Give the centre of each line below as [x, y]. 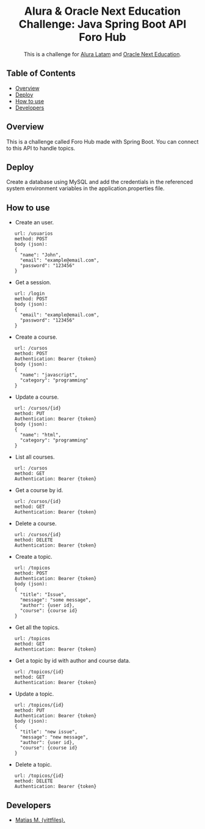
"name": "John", [41, 255]
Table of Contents [41, 74]
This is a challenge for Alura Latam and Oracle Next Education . [103, 54]
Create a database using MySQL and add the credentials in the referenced [100, 182]
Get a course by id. [39, 490]
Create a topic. [34, 557]
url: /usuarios [34, 234]
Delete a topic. [33, 765]
